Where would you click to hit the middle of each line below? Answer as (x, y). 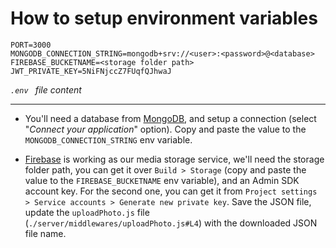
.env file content (46, 89)
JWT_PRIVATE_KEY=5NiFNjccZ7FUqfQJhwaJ (91, 71)
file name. (45, 233)
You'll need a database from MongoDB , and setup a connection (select (170, 118)
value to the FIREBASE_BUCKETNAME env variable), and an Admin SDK (162, 180)
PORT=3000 (31, 45)
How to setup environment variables (164, 18)
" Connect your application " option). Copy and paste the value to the (165, 129)
